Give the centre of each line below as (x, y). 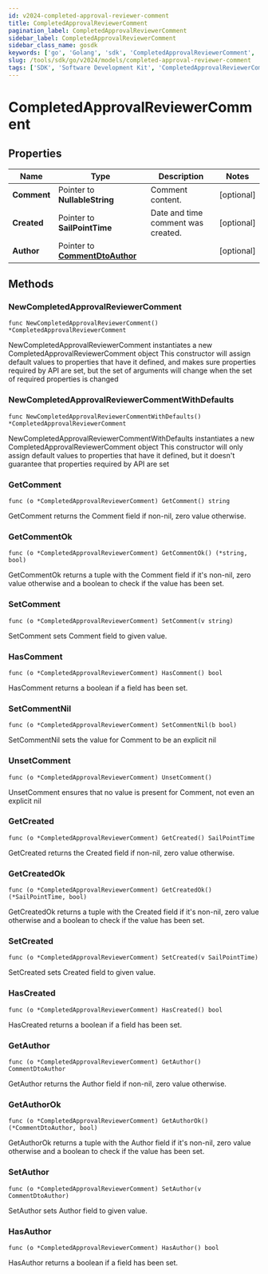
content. (166, 199)
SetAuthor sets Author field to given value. (78, 1210)
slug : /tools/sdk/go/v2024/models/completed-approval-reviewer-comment (130, 61)
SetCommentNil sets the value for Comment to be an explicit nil (112, 740)
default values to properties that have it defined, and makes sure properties (132, 362)
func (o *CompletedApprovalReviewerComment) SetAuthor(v (105, 1188)
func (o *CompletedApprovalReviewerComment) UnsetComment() (110, 777)
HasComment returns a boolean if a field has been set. (98, 688)
